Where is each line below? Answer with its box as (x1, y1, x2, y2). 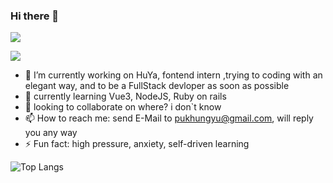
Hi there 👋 (10, 9, 60, 23)
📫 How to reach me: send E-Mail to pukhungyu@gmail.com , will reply (24, 112, 314, 124)
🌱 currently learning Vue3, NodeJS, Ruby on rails (24, 90, 227, 103)
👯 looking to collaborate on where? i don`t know (24, 101, 222, 113)
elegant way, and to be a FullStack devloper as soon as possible (24, 80, 290, 92)
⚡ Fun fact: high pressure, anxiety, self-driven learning (24, 138, 250, 150)
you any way (24, 127, 78, 139)
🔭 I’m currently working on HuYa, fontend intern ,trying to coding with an (24, 69, 323, 81)
